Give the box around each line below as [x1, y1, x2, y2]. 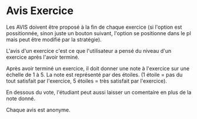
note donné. [6, 95, 35, 102]
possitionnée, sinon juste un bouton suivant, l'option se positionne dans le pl [6, 29, 191, 36]
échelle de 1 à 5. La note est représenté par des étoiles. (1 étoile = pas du [6, 71, 183, 78]
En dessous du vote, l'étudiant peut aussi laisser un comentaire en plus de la [6, 89, 192, 96]
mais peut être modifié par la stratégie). [6, 36, 102, 43]
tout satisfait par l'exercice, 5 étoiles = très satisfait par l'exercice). [6, 77, 168, 84]
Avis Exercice [6, 4, 74, 18]
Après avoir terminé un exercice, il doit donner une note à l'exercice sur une [6, 64, 190, 72]
